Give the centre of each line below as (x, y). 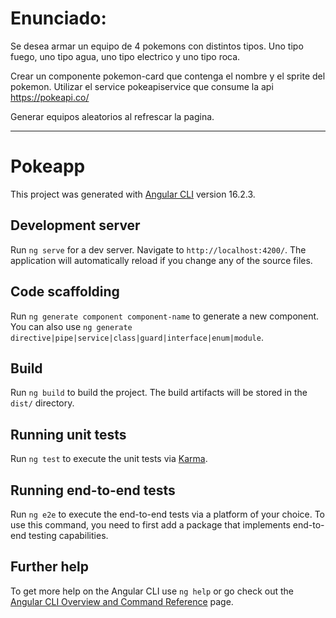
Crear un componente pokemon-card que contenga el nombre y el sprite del (168, 76)
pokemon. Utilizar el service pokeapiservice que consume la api (142, 86)
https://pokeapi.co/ (50, 97)
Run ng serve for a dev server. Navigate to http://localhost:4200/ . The (158, 249)
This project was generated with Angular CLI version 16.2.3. (133, 194)
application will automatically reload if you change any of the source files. (161, 260)
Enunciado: (58, 18)
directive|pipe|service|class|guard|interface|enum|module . (137, 337)
